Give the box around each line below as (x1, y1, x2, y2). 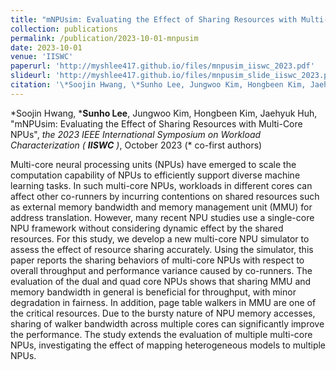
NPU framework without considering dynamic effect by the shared (10, 222, 284, 234)
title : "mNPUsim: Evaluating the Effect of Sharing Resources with (10, 14, 298, 25)
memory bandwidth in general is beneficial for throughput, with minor (10, 286, 297, 298)
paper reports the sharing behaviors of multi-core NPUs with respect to (10, 254, 305, 266)
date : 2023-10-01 (10, 42, 83, 53)
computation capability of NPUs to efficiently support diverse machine (10, 169, 301, 181)
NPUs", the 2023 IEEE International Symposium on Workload (10, 128, 262, 140)
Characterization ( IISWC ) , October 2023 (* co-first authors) (10, 139, 263, 151)
